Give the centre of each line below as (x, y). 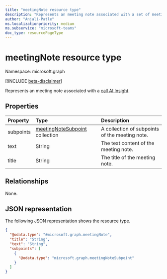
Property (18, 120)
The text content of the (128, 143)
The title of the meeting (128, 157)
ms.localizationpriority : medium (40, 24)
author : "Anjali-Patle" (30, 19)
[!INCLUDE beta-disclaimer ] (34, 81)
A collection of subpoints (130, 129)
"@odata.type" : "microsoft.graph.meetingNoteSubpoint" (76, 258)
